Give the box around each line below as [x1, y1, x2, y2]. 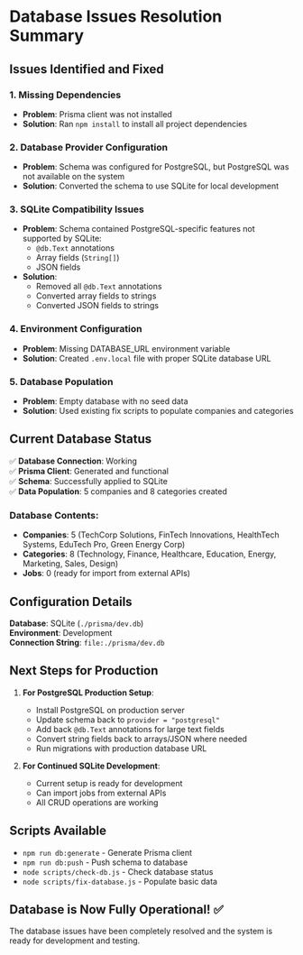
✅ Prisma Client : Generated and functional [9, 465, 170, 476]
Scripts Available [9, 823, 106, 839]
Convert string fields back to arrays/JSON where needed [35, 733, 248, 744]
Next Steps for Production [9, 663, 159, 678]
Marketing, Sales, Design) [22, 558, 119, 569]
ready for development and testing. [9, 935, 141, 946]
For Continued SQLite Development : [22, 760, 161, 771]
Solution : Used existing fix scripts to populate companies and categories [22, 406, 294, 417]
